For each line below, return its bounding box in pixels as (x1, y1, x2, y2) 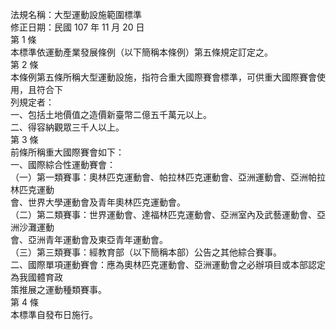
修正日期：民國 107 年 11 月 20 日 (10, 21, 145, 33)
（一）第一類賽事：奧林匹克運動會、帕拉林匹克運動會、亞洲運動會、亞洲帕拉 (10, 171, 326, 183)
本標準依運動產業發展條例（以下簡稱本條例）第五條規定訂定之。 (10, 46, 273, 58)
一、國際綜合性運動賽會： (10, 159, 116, 170)
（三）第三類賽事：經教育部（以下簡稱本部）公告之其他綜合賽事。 (10, 246, 282, 258)
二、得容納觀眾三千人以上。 (10, 121, 125, 133)
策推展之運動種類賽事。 (10, 284, 107, 295)
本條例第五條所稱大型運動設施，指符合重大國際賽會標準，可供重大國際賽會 (10, 71, 317, 83)
